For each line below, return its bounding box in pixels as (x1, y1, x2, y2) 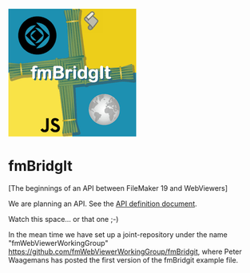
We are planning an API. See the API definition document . (8, 199, 197, 208)
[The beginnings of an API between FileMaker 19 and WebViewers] (8, 183, 228, 192)
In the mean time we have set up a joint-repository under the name (8, 229, 228, 239)
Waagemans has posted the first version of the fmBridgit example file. (8, 255, 239, 264)
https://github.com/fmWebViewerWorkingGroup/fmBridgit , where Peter (8, 247, 242, 256)
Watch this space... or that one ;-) (8, 214, 119, 224)
